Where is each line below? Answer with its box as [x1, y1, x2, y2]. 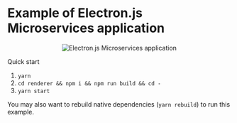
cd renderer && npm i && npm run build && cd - [17, 80, 161, 87]
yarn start [17, 87, 50, 95]
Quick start [7, 57, 40, 65]
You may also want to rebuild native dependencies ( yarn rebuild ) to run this [7, 100, 231, 108]
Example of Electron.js [7, 5, 143, 21]
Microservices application [7, 20, 165, 36]
